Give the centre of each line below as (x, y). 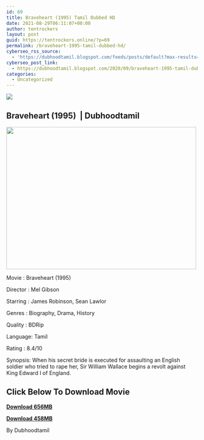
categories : (21, 74)
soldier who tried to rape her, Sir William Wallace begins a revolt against (96, 366)
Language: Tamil (27, 336)
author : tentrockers (32, 29)
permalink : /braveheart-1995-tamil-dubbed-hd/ (66, 46)
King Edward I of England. (39, 373)
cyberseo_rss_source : (34, 52)
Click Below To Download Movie (68, 392)
